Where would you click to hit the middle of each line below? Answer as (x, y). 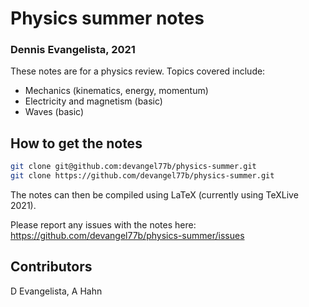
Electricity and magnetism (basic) (93, 101)
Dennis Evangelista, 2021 (73, 50)
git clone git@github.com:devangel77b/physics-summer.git (133, 167)
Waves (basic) (54, 112)
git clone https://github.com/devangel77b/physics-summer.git (142, 176)
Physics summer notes (107, 18)
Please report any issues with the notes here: (103, 225)
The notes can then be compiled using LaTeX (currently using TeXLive (154, 195)
